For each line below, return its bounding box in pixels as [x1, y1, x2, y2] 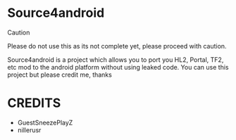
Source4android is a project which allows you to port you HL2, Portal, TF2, [7, 55, 224, 64]
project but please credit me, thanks [7, 70, 113, 79]
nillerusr [17, 125, 42, 134]
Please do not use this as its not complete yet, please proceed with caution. [7, 42, 227, 50]
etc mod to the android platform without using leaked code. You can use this [7, 63, 229, 71]
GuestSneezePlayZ [17, 118, 73, 127]
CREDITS [7, 95, 61, 111]
